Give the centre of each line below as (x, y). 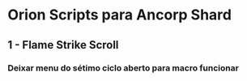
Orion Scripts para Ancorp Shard (120, 15)
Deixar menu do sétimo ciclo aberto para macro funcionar (123, 68)
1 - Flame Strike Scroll (63, 45)
